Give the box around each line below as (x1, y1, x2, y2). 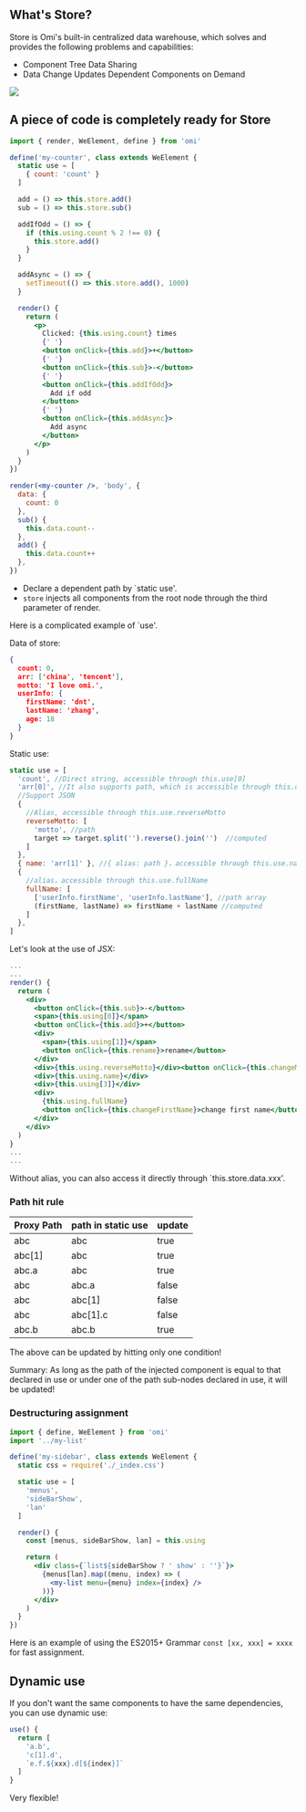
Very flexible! (9, 1793, 59, 1804)
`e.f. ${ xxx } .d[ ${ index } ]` (25, 1759, 125, 1768)
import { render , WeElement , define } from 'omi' (9, 136, 202, 145)
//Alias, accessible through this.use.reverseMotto (25, 808, 226, 817)
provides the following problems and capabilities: (9, 41, 194, 52)
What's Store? (9, 7, 93, 23)
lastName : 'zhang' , (25, 707, 100, 716)
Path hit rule (9, 1196, 65, 1209)
